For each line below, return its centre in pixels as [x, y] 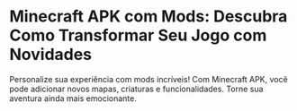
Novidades [51, 55]
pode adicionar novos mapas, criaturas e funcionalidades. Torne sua [136, 89]
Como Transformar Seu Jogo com [138, 35]
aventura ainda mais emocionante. [73, 98]
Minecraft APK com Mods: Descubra [148, 17]
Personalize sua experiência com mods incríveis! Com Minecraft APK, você [148, 79]
